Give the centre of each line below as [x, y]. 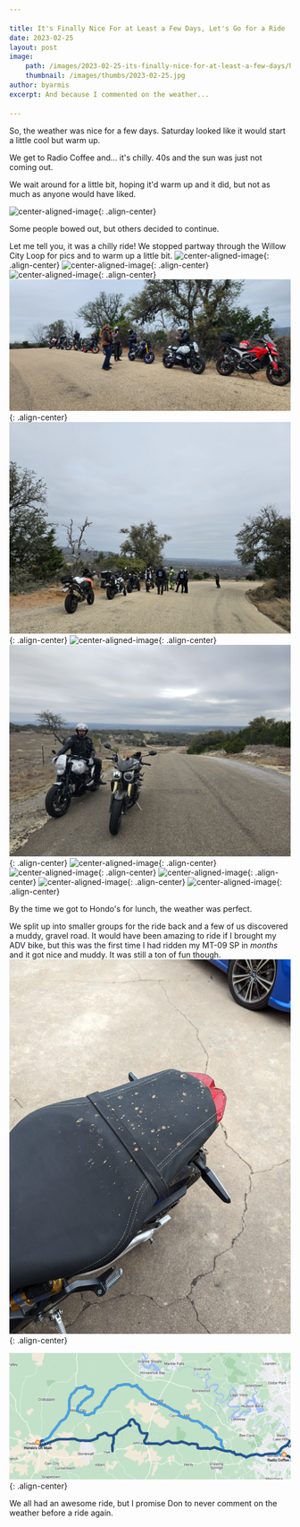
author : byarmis [39, 85]
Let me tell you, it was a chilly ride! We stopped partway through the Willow [148, 245]
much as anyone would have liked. [73, 193]
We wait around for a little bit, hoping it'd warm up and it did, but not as [140, 184]
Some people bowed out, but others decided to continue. [114, 228]
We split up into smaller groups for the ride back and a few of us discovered [149, 926]
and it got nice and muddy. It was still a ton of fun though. [115, 955]
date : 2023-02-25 [42, 38]
